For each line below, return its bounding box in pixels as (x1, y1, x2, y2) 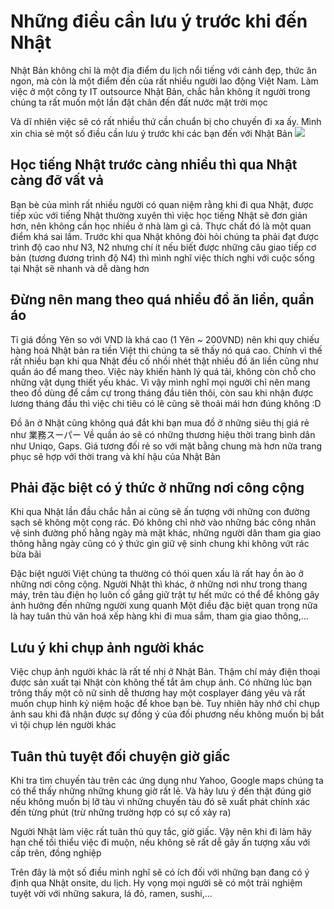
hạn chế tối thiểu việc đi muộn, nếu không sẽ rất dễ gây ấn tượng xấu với (10, 836, 311, 848)
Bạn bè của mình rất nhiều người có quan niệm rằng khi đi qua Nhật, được (10, 198, 314, 210)
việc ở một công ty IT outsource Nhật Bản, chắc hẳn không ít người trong (10, 85, 311, 97)
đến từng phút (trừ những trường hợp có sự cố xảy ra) (10, 806, 232, 818)
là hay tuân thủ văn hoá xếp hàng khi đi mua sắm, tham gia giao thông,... (10, 610, 309, 622)
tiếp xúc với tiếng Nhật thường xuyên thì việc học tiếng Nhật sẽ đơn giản (10, 209, 308, 221)
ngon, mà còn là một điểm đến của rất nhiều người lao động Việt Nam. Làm (10, 75, 319, 87)
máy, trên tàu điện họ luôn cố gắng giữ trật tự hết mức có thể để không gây (10, 589, 320, 601)
